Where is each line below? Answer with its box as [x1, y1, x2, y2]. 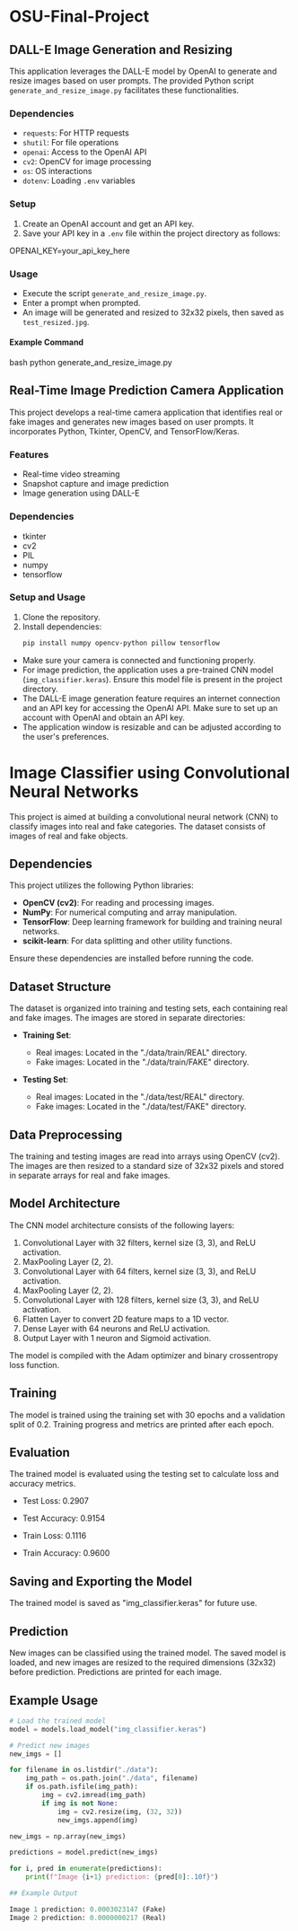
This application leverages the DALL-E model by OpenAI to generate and [9, 66, 277, 76]
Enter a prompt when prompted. [22, 297, 141, 308]
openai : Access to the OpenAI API [22, 146, 147, 158]
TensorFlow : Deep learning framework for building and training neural [22, 917, 283, 927]
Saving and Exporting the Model [9, 1574, 193, 1589]
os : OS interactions [22, 166, 92, 177]
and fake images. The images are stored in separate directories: [9, 1013, 246, 1023]
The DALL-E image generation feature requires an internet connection [22, 693, 281, 704]
